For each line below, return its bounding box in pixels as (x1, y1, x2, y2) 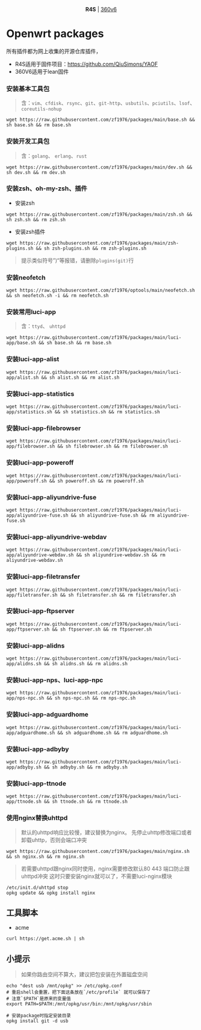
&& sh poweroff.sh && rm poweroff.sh (49, 478, 144, 484)
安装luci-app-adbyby (6, 745, 69, 753)
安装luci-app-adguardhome (6, 710, 89, 719)
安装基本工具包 (6, 85, 50, 93)
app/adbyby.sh (6, 764, 42, 770)
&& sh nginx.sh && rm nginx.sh (6, 854, 85, 860)
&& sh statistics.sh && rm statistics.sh (54, 409, 161, 415)
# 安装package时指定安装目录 (6, 1012, 71, 1019)
